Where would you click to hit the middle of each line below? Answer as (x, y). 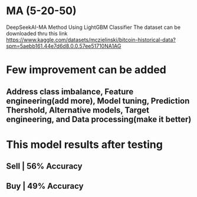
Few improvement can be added (86, 70)
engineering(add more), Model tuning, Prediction (98, 101)
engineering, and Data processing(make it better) (99, 119)
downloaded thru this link (37, 33)
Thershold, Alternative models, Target (78, 110)
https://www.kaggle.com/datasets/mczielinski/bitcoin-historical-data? (91, 40)
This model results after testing (85, 144)
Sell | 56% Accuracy (44, 166)
